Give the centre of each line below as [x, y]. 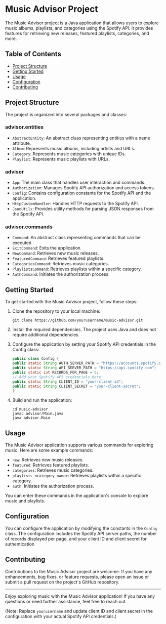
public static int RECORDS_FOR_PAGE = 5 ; [56, 372]
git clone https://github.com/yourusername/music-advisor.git [78, 320]
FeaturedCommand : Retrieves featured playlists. [58, 258]
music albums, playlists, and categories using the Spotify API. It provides [79, 28]
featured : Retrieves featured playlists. [51, 465]
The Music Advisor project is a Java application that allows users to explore [82, 23]
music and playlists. [25, 501]
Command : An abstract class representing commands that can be [76, 238]
